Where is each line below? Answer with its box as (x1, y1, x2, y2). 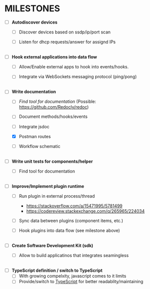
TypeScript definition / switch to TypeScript (11, 267, 103, 273)
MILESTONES (4, 3, 60, 14)
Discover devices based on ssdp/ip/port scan (19, 29, 111, 35)
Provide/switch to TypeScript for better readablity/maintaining (19, 279, 144, 285)
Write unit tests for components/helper (11, 158, 93, 164)
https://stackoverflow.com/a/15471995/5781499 (26, 202, 123, 209)
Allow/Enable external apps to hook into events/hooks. (19, 64, 129, 70)
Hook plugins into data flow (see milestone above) (19, 228, 120, 233)
